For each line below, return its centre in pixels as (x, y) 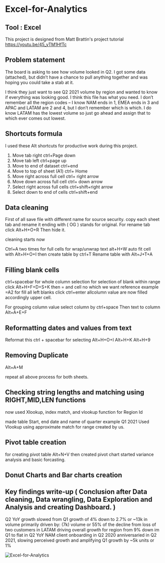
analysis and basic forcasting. (35, 459)
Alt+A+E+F (16, 312)
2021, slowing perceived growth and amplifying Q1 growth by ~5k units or (80, 540)
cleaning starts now (25, 239)
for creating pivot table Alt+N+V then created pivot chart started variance (80, 454)
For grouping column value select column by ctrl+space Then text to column (83, 307)
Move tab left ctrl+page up (39, 160)
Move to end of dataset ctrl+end (45, 166)
